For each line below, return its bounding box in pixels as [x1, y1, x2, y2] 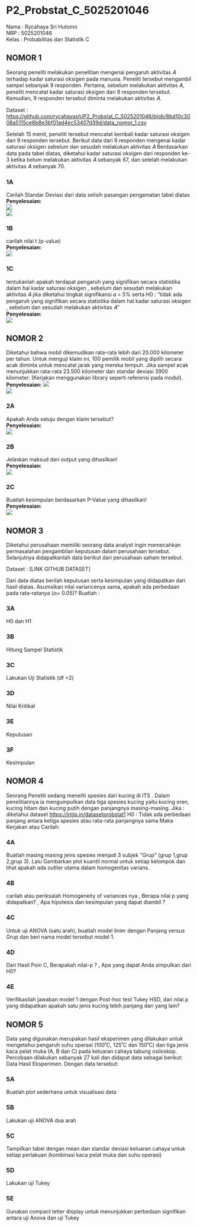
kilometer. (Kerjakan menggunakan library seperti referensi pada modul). [6, 374, 183, 381]
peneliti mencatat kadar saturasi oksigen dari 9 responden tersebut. [6, 88, 172, 95]
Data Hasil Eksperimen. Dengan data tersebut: [6, 1061, 119, 1068]
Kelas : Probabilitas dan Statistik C [6, 36, 90, 43]
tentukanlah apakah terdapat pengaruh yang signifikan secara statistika [6, 278, 180, 285]
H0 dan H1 [6, 618, 31, 625]
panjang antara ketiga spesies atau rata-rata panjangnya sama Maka [6, 817, 173, 824]
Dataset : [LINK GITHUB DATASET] [6, 566, 91, 573]
